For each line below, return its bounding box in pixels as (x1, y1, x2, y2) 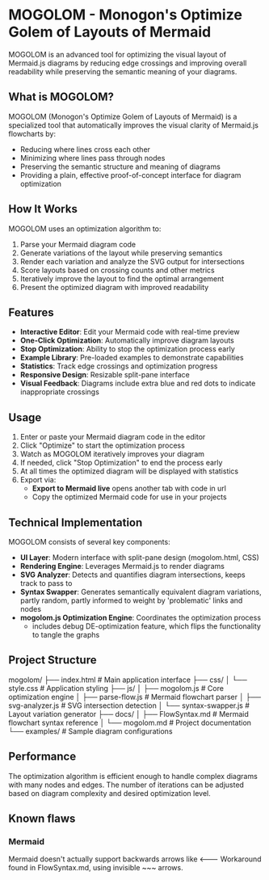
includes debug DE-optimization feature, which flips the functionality (32, 621, 261, 631)
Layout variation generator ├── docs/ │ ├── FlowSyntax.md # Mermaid (8, 709, 249, 718)
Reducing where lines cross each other (19, 144, 151, 154)
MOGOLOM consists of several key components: (8, 537, 171, 546)
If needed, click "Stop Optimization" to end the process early (19, 458, 223, 468)
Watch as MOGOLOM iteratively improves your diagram (19, 449, 204, 459)
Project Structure (8, 653, 97, 667)
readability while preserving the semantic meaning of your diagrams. (8, 66, 237, 76)
